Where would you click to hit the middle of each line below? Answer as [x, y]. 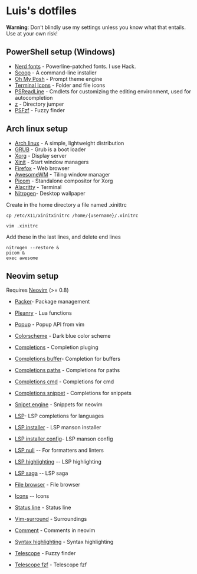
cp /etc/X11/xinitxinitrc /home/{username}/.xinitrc [72, 216]
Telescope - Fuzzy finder [45, 553]
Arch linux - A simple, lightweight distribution [69, 143]
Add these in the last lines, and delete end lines [63, 237]
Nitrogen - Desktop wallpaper [50, 193]
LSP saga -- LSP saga [41, 473]
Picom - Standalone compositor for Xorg [64, 181]
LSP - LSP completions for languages [59, 416]
